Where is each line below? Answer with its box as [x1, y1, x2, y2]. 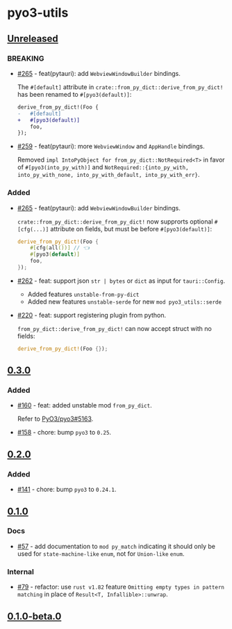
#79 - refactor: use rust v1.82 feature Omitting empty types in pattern [17, 583, 224, 591]
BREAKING [7, 54, 44, 63]
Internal [7, 566, 35, 576]
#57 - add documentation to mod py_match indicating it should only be [17, 542, 216, 550]
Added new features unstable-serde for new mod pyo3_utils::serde [27, 297, 222, 306]
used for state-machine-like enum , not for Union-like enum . [17, 549, 185, 558]
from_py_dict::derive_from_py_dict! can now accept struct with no [17, 324, 212, 332]
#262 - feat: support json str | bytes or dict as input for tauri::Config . [17, 277, 226, 285]
